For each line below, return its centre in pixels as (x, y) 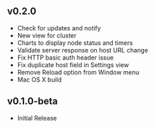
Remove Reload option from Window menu (78, 72)
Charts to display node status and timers (75, 43)
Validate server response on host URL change (83, 50)
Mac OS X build (39, 80)
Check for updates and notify (59, 28)
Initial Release (37, 118)
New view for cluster (47, 35)
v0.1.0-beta (33, 101)
